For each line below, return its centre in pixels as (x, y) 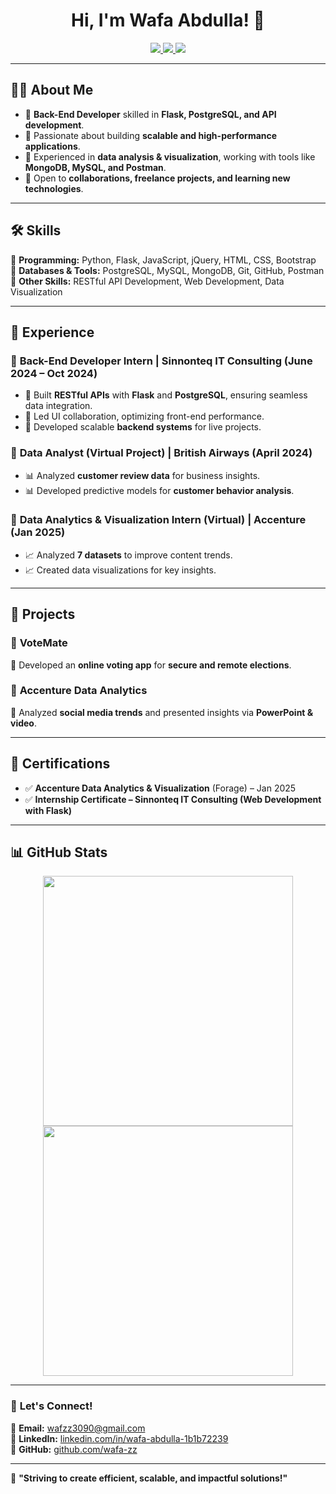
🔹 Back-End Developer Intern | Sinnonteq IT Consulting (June (161, 361)
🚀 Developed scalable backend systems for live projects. (143, 427)
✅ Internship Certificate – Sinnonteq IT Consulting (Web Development (173, 799)
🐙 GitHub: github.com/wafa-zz (74, 1449)
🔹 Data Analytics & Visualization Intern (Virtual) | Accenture (158, 520)
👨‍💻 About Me (52, 90)
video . (23, 723)
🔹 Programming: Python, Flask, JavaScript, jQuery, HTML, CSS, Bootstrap (163, 260)
